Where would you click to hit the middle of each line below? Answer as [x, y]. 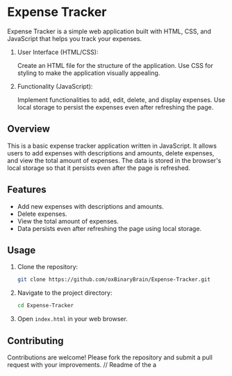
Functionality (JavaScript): [55, 86]
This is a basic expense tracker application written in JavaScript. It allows [112, 146]
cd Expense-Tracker [45, 306]
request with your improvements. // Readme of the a [82, 364]
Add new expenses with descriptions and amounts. [91, 206]
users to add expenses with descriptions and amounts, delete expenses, [111, 153]
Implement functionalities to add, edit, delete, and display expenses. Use [121, 100]
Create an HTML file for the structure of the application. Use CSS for [115, 65]
